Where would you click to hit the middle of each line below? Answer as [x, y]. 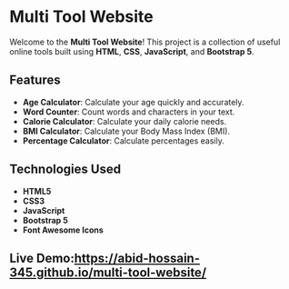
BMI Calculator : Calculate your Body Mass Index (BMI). [126, 131]
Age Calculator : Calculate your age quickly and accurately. [133, 102]
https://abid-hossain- [137, 258]
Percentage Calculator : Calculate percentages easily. [123, 140]
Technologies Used [65, 169]
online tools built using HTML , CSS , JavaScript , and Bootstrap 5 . [132, 51]
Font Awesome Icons [63, 230]
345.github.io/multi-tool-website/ [108, 272]
